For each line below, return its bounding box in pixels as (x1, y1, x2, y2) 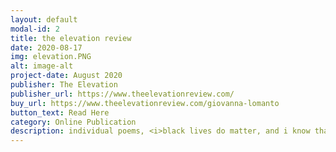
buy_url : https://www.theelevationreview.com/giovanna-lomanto (10, 98, 280, 108)
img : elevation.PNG (10, 52, 92, 62)
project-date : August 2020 (10, 71, 123, 81)
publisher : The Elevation (10, 80, 118, 90)
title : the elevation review (10, 33, 132, 43)
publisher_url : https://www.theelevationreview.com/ (10, 89, 235, 99)
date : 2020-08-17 (10, 42, 83, 53)
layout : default (10, 14, 78, 25)
